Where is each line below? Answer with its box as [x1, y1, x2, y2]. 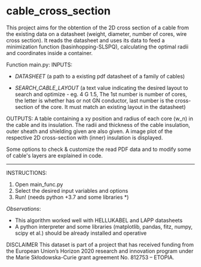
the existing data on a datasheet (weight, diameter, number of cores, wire [6, 30, 187, 37]
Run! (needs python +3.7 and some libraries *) [14, 193, 129, 201]
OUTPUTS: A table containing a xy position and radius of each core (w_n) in [6, 115, 193, 122]
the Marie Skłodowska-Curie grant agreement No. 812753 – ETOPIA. [6, 253, 175, 261]
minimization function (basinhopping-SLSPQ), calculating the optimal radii [6, 43, 188, 50]
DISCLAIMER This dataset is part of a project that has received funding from [6, 241, 194, 248]
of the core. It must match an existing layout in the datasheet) [34, 103, 186, 110]
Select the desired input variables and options [14, 187, 129, 194]
